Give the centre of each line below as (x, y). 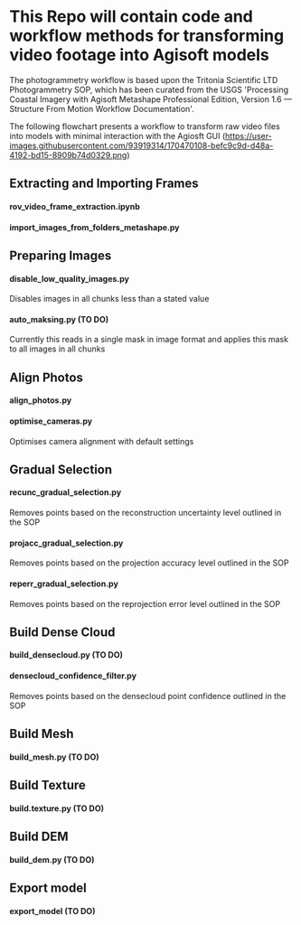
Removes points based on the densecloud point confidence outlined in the (148, 696)
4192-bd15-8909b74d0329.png (68, 154)
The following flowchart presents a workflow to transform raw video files (145, 126)
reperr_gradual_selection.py (64, 584)
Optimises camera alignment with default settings (102, 441)
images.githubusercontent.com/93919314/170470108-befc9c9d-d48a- (141, 145)
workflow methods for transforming (147, 36)
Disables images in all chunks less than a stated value (109, 299)
